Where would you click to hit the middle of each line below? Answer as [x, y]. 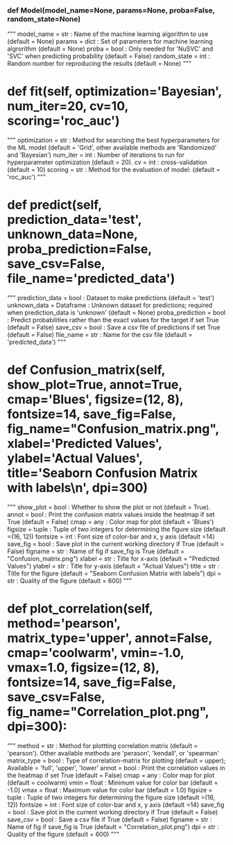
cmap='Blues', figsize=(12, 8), [95, 400]
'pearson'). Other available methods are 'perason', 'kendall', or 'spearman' [113, 753]
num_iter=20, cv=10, [68, 106]
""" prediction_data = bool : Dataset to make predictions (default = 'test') [111, 298]
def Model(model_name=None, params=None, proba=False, [111, 10]
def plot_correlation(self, [80, 609]
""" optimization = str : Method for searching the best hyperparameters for [114, 140]
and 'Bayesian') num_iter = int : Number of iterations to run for [96, 155]
